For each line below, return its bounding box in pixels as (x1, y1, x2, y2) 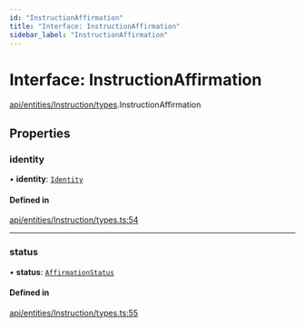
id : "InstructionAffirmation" (9, 13, 124, 23)
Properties (9, 125, 71, 141)
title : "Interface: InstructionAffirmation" (9, 22, 181, 31)
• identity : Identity (9, 173, 84, 184)
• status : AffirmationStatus (9, 266, 115, 277)
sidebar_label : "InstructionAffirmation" (9, 30, 169, 39)
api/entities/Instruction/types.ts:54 (9, 214, 139, 225)
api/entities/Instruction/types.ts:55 (9, 307, 139, 318)
